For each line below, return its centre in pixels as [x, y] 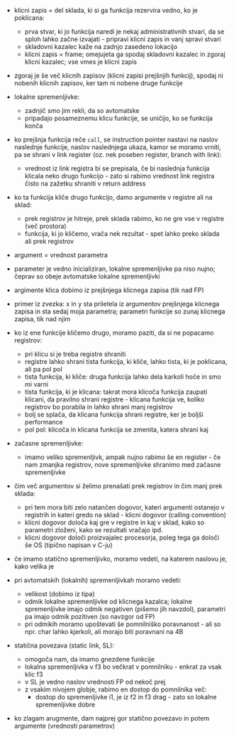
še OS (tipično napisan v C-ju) [69, 545]
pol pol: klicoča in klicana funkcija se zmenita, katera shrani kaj [117, 430]
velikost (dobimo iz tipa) [60, 594]
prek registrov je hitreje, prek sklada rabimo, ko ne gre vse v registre [124, 219]
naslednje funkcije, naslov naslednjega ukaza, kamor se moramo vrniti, [117, 147]
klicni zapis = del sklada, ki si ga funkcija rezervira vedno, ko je [106, 10]
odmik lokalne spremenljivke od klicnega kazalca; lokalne [108, 601]
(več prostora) [45, 226]
